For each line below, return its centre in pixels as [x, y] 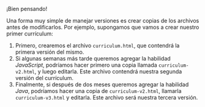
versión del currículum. [44, 78]
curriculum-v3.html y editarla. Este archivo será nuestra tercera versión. [106, 98]
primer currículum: [30, 34]
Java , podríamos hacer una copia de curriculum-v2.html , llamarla [98, 91]
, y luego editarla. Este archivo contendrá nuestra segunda [108, 72]
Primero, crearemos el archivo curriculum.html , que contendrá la [97, 46]
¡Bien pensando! [27, 9]
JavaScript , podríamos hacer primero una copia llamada [86, 65]
